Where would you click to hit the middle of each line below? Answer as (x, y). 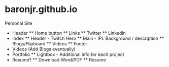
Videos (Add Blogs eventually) (44, 49)
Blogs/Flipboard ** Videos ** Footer (49, 43)
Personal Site (19, 23)
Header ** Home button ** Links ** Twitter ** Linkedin (69, 33)
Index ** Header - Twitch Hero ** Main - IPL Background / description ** (88, 38)
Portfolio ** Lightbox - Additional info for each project (68, 54)
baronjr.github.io (41, 9)
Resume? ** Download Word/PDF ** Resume (59, 59)
